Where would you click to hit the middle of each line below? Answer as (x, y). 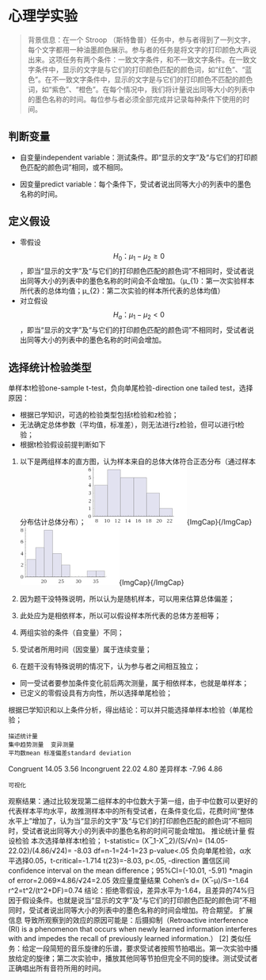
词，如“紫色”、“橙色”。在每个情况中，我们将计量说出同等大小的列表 (138, 89)
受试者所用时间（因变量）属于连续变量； (85, 649)
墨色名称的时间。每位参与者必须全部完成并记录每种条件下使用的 (139, 99)
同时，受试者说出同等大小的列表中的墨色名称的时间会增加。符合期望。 (123, 910)
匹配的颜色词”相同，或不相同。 (77, 167)
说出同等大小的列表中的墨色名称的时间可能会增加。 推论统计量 (144, 831)
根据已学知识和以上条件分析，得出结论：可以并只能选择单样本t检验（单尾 (127, 709)
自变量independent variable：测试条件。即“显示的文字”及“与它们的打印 (135, 157)
